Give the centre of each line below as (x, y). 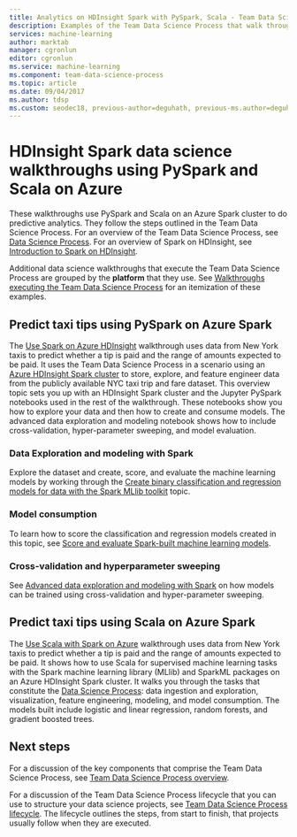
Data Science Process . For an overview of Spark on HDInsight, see (131, 242)
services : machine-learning (61, 34)
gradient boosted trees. (52, 718)
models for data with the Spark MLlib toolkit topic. (100, 491)
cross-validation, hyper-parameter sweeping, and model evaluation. (133, 430)
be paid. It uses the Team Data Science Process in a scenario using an (137, 365)
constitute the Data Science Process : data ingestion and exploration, (134, 690)
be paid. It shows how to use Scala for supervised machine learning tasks (143, 662)
